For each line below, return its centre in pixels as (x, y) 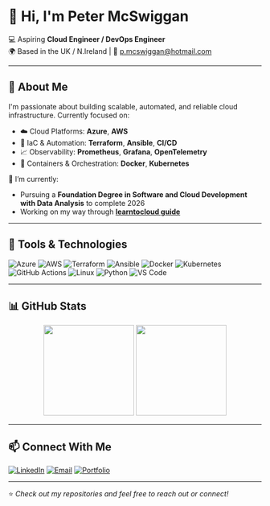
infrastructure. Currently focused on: (69, 115)
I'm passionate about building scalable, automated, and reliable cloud (123, 106)
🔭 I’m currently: (33, 179)
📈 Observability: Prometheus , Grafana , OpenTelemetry (113, 151)
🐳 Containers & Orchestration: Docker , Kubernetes (104, 163)
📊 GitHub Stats (47, 306)
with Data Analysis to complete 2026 (82, 203)
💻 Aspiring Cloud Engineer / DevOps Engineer (87, 39)
